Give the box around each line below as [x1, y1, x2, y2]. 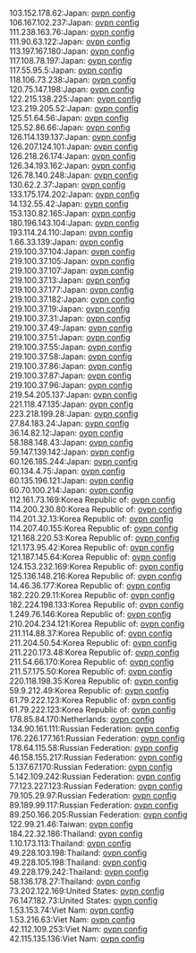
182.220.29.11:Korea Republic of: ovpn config [9, 590, 175, 600]
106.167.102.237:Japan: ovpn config [9, 17, 140, 28]
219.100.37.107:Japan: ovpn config [9, 265, 134, 276]
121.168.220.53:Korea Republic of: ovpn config [9, 533, 180, 543]
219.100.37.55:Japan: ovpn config [9, 341, 132, 352]
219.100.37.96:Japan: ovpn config [9, 380, 132, 390]
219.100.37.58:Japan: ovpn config [9, 351, 132, 362]
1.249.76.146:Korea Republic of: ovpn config [9, 609, 172, 619]
